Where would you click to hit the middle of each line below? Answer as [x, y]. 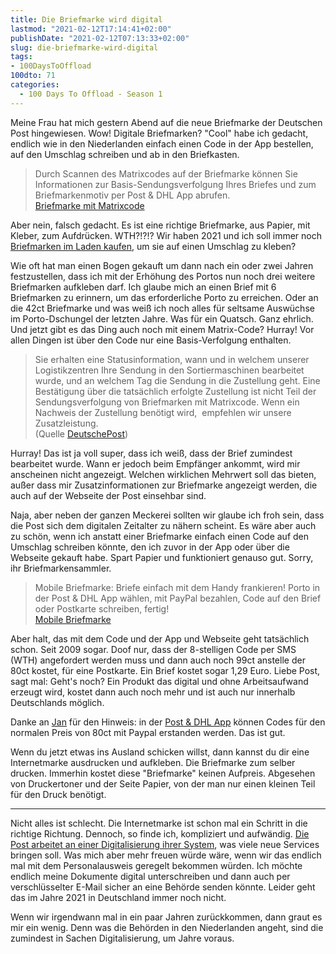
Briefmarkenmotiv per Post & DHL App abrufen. [132, 195]
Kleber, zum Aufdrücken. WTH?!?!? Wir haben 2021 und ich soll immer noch [166, 235]
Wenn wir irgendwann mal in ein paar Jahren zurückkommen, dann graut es [166, 917]
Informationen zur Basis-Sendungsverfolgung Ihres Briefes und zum [175, 184]
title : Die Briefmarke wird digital [86, 19]
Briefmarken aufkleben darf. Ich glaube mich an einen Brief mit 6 [143, 287]
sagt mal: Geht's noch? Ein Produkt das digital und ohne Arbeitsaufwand [159, 681]
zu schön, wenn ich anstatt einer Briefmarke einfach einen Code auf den [160, 536]
